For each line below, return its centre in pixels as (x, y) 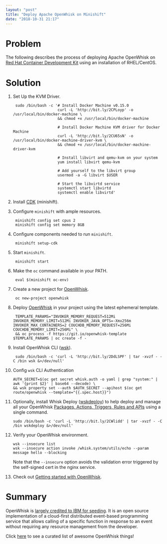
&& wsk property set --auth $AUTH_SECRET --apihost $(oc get (78, 388)
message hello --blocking (40, 453)
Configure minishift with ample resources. (57, 211)
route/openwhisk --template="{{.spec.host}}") (62, 393)
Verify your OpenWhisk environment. (51, 435)
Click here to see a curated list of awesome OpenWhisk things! (70, 536)
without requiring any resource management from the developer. (72, 527)
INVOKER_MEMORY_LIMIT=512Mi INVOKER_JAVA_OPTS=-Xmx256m (72, 321)
